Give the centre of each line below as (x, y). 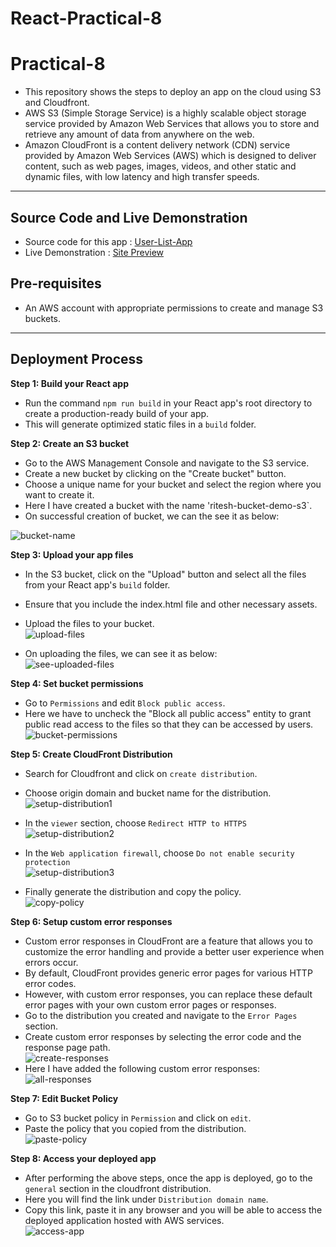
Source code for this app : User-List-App (108, 241)
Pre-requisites (56, 283)
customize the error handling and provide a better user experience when (174, 951)
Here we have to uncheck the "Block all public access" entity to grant (168, 713)
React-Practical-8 (86, 18)
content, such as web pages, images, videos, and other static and (160, 166)
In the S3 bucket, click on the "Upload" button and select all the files (165, 574)
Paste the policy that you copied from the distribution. (135, 1128)
